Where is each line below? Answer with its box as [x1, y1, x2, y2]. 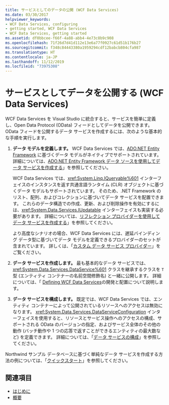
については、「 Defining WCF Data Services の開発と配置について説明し [12, 279, 159, 285]
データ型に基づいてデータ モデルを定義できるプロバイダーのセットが [18, 236, 161, 243]
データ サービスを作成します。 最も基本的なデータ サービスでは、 [12, 260, 149, 266]
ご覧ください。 [12, 249, 44, 256]
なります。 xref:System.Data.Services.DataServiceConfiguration [12, 309, 146, 315]
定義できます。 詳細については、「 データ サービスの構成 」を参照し [24, 334, 161, 340]
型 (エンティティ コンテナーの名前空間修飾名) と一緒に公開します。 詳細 [12, 273, 161, 279]
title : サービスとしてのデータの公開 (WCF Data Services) [5, 7, 119, 13]
